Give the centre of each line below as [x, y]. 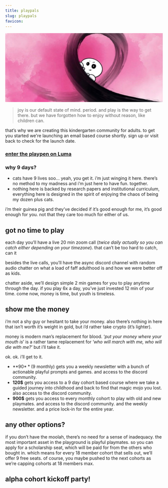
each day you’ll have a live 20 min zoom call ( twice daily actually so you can [84, 242]
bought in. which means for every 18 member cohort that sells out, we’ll [79, 452]
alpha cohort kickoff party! [48, 479]
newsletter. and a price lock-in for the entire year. [63, 409]
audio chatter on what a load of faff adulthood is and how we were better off [84, 268]
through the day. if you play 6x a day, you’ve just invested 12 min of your [79, 288]
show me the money [37, 310]
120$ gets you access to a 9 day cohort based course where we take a [85, 382]
